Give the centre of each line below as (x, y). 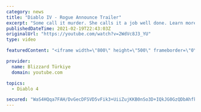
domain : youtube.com (37, 72)
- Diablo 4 (25, 89)
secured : (17, 99)
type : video (21, 40)
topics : (16, 83)
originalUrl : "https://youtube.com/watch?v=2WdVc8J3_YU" (79, 34)
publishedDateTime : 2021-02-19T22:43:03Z (59, 28)
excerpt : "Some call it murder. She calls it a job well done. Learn (95, 23)
